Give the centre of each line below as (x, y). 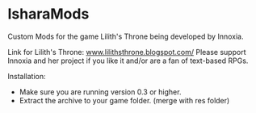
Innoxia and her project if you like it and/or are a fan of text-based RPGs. (128, 61)
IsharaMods (48, 14)
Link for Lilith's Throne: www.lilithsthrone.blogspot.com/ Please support (127, 52)
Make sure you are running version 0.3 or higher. (100, 92)
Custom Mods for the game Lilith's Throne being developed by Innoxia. (126, 36)
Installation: (27, 76)
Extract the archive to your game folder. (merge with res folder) (124, 100)
